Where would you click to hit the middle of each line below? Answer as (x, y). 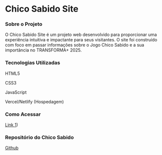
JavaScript (16, 92)
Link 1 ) (12, 125)
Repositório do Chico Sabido (40, 137)
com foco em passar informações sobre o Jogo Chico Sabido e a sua (75, 45)
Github (12, 148)
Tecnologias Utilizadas (33, 63)
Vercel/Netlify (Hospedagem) (35, 102)
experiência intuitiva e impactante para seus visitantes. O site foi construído (81, 40)
